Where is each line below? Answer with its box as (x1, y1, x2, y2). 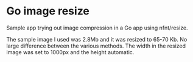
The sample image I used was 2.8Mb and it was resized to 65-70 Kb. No (6, 36, 188, 43)
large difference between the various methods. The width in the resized (6, 42, 186, 49)
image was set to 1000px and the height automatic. (6, 48, 135, 55)
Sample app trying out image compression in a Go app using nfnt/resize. (6, 24, 188, 31)
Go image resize (6, 4, 90, 18)
